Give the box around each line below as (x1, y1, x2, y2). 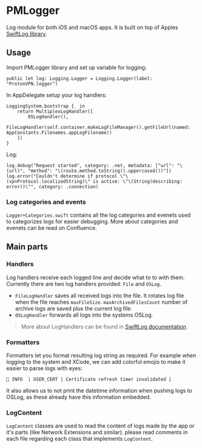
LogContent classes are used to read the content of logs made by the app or (6, 422, 195, 430)
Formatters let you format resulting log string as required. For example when (6, 352, 197, 359)
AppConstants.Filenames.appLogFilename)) (6, 130, 112, 136)
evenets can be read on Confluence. (6, 225, 97, 232)
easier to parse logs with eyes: (6, 364, 83, 372)
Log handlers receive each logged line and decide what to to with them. (6, 274, 185, 281)
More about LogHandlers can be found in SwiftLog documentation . (21, 323, 188, 330)
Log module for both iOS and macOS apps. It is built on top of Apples (6, 24, 178, 31)
